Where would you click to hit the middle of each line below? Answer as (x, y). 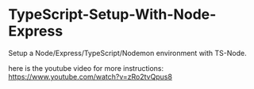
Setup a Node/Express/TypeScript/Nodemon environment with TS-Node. (128, 53)
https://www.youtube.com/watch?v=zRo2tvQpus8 (90, 76)
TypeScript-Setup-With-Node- (112, 15)
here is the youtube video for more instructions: (86, 68)
